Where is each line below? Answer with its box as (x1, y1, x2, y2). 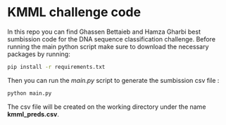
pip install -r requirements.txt (7, 63, 106, 70)
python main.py (7, 89, 52, 97)
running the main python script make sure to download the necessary (7, 42, 209, 51)
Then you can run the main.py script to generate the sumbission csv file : (7, 76, 220, 84)
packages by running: (7, 50, 70, 58)
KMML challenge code (7, 4, 142, 20)
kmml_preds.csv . (7, 110, 60, 118)
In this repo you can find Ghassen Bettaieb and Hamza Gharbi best (7, 27, 201, 36)
